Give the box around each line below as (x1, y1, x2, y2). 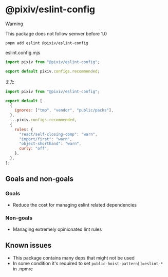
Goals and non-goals (5, 175, 73, 183)
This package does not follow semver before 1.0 (5, 30, 107, 36)
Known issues (5, 241, 52, 250)
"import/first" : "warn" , (18, 136, 72, 142)
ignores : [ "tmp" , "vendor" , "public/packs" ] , (14, 108, 114, 113)
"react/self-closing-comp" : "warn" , (18, 132, 98, 137)
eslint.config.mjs (5, 49, 41, 56)
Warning (5, 21, 23, 27)
